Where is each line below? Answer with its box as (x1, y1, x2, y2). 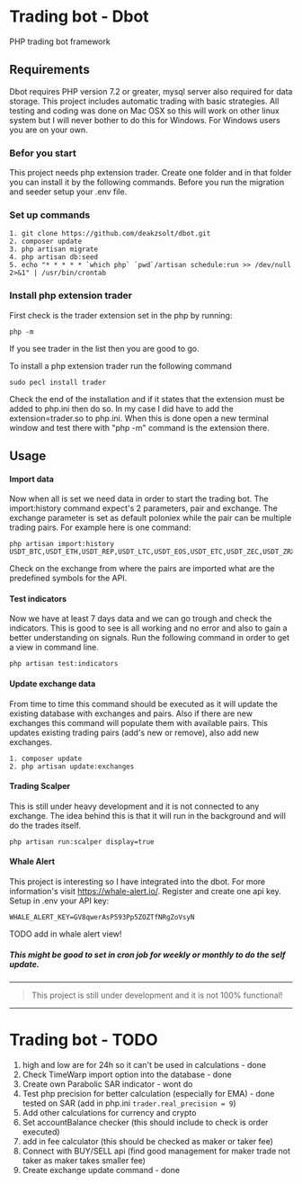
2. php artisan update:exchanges (9, 762, 135, 771)
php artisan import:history (9, 540, 115, 549)
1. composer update (9, 754, 83, 763)
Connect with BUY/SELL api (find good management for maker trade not (22, 1145, 290, 1156)
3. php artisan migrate (9, 245, 99, 254)
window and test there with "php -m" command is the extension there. (9, 422, 270, 433)
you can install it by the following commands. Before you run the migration (9, 177, 285, 188)
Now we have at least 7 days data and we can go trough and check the (9, 614, 272, 624)
